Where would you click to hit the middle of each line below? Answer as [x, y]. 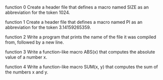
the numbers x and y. [27, 72]
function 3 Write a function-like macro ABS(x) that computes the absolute [80, 52]
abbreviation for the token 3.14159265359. [48, 27]
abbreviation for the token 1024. [38, 12]
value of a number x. [26, 57]
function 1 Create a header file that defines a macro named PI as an [74, 22]
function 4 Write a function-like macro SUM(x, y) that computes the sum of [82, 67]
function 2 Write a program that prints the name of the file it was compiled [81, 37]
